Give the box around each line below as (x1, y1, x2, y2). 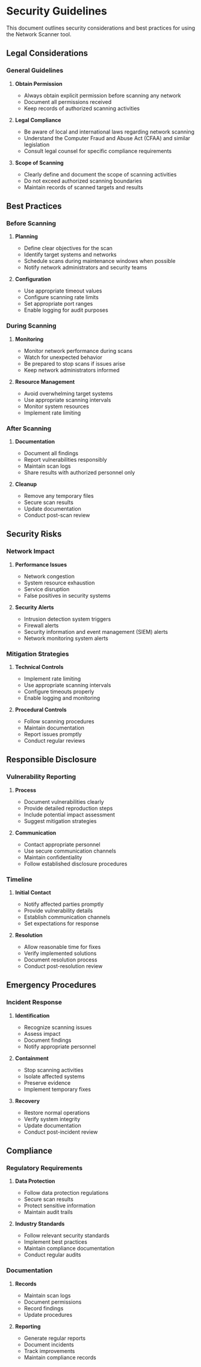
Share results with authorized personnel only (23, 468, 135, 476)
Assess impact (23, 1030, 61, 1037)
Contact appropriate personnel (23, 841, 100, 848)
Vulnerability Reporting (6, 772, 76, 781)
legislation (23, 141, 50, 148)
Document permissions (23, 1298, 82, 1305)
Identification (14, 1012, 50, 1019)
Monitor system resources (23, 402, 89, 410)
